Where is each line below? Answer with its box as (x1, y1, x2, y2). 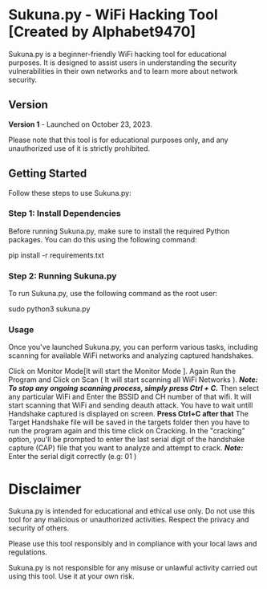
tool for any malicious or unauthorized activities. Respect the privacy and (8, 515, 249, 525)
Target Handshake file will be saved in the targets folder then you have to (8, 417, 250, 427)
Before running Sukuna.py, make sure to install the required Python (8, 226, 230, 236)
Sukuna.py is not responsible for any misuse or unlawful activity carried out (8, 563, 258, 573)
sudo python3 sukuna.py (8, 304, 91, 314)
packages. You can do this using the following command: (8, 234, 198, 244)
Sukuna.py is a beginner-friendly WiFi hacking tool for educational (8, 49, 227, 59)
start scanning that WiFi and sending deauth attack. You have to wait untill (8, 400, 253, 410)
